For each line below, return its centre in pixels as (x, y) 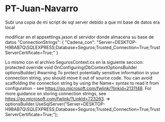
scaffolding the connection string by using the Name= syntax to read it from (82, 83)
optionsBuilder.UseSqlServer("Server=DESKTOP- (55, 104)
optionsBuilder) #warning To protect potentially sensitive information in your (82, 72)
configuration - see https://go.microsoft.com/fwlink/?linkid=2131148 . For (78, 88)
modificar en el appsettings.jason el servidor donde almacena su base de (80, 37)
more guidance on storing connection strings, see (56, 93)
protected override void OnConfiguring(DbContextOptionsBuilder (71, 67)
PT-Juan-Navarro (42, 9)
